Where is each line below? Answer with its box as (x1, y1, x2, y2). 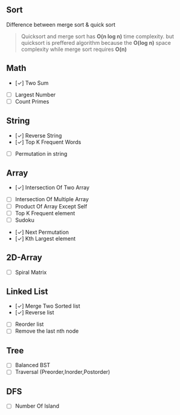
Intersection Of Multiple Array (14, 196, 89, 203)
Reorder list (14, 320, 44, 328)
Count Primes (14, 98, 50, 105)
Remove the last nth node (14, 327, 79, 335)
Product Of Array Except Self (14, 202, 88, 210)
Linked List (6, 286, 48, 296)
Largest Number (14, 91, 56, 98)
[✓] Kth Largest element (14, 234, 76, 242)
